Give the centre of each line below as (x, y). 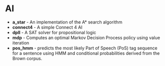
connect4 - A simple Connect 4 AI (47, 27)
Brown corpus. (27, 58)
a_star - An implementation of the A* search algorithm (67, 22)
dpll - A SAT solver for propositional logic (54, 32)
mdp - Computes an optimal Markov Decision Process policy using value (86, 38)
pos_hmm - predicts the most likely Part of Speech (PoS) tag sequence (85, 48)
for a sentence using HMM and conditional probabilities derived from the (86, 53)
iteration (21, 43)
